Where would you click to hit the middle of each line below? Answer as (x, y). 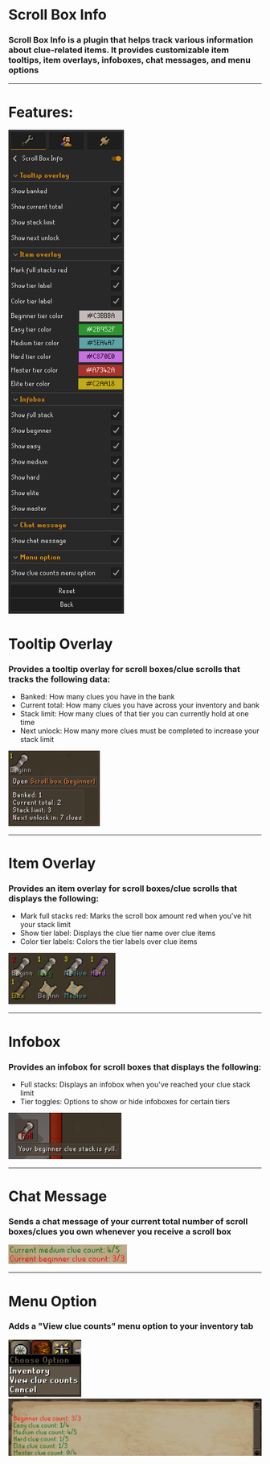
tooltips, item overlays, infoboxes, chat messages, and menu (129, 60)
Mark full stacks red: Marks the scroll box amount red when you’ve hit (135, 916)
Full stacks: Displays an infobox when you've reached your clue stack (135, 1084)
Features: (41, 112)
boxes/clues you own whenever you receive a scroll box (120, 1231)
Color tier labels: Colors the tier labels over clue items (108, 942)
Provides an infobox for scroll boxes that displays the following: (135, 1066)
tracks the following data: (59, 679)
